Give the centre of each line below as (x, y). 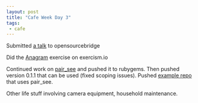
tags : (13, 23)
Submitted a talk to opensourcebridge (53, 46)
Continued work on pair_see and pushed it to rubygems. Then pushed (93, 69)
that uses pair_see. (29, 82)
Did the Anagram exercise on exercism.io (57, 57)
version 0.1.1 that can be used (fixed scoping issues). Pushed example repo (99, 75)
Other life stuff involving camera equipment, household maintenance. (92, 93)
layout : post (23, 12)
